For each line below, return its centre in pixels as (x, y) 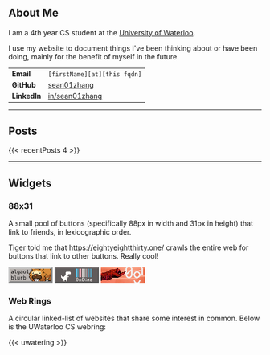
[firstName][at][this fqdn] (95, 74)
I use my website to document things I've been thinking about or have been (133, 48)
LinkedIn (27, 96)
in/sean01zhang (75, 96)
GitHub (24, 84)
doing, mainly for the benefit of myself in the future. (94, 56)
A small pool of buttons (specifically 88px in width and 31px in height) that (131, 223)
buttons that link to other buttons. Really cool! (84, 256)
